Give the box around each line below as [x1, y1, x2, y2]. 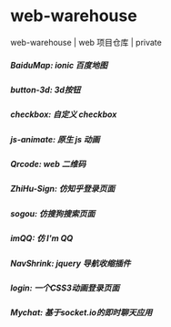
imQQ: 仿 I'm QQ [10, 233, 74, 244]
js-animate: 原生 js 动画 [10, 133, 100, 144]
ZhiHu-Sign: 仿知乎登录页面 [10, 184, 116, 195]
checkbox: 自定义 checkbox [10, 109, 117, 120]
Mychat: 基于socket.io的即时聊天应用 [10, 307, 153, 318]
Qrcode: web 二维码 [10, 159, 86, 170]
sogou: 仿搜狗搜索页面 [10, 207, 96, 219]
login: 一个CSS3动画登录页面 [10, 282, 120, 293]
